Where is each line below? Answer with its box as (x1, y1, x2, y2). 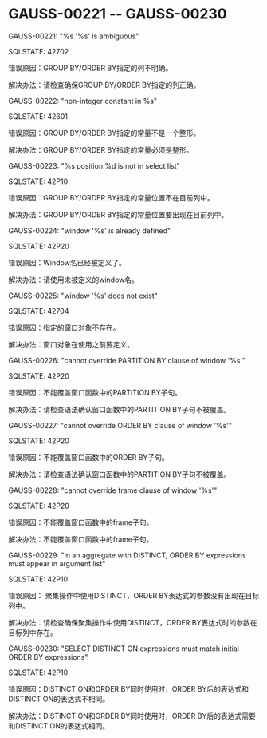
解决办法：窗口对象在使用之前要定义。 (8, 339, 134, 349)
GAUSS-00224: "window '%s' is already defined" (8, 225, 171, 236)
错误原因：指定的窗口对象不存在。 (8, 323, 120, 332)
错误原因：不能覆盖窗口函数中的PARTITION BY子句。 (8, 387, 183, 397)
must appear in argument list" (8, 558, 106, 568)
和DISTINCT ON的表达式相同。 (8, 720, 110, 731)
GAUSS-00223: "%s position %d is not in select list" (8, 161, 181, 170)
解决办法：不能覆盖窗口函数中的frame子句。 (8, 534, 154, 544)
